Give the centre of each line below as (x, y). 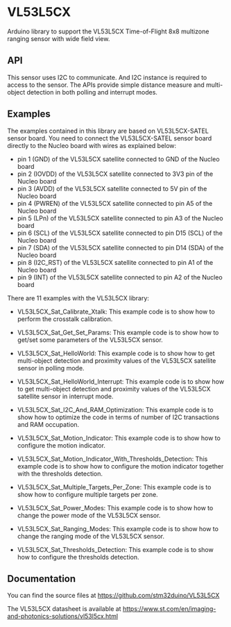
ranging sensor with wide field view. (59, 38)
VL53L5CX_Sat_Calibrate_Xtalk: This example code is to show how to (116, 311)
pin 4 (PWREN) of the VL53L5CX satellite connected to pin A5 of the (115, 203)
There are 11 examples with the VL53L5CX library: (78, 298)
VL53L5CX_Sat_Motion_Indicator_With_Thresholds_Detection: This (112, 459)
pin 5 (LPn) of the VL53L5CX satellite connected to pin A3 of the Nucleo (120, 218)
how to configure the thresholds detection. (78, 557)
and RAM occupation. (48, 424)
